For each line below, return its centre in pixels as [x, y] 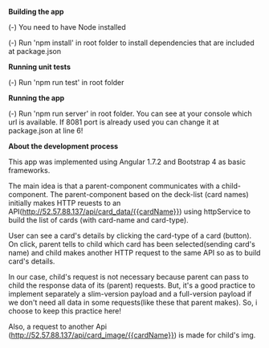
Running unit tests [39, 67]
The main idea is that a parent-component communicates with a [114, 186]
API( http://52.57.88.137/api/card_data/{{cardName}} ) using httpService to [130, 211]
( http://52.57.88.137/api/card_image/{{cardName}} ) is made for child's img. [132, 335]
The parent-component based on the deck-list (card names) [149, 194]
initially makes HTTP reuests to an [65, 203]
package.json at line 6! [46, 131]
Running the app [37, 98]
